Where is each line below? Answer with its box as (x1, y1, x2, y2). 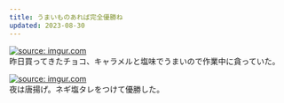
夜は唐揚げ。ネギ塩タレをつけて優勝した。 (9, 84, 165, 94)
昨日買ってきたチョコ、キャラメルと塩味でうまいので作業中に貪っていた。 (9, 55, 280, 66)
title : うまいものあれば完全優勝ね (9, 12, 123, 22)
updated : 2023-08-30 (9, 21, 86, 30)
